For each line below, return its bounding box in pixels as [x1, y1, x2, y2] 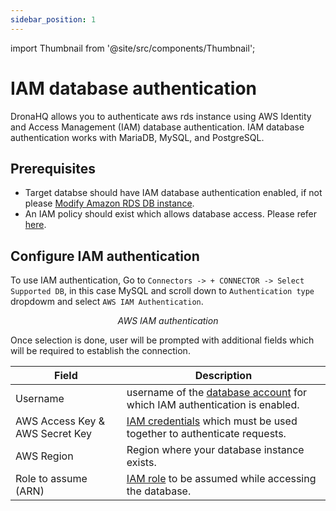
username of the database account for [126, 386, 308, 400]
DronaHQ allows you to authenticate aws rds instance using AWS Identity [10, 110, 312, 122]
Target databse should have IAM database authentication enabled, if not [24, 187, 323, 199]
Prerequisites [10, 160, 96, 177]
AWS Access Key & [15, 414, 106, 428]
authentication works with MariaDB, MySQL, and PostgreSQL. [10, 131, 265, 143]
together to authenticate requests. [126, 427, 287, 441]
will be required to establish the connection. [10, 345, 191, 357]
